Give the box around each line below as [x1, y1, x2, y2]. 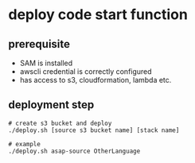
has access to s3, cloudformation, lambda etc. [19, 76, 172, 84]
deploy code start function [8, 6, 189, 24]
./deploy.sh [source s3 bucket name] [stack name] [8, 126, 180, 134]
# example [8, 140, 41, 148]
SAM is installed [19, 58, 73, 68]
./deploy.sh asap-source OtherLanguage [8, 147, 141, 155]
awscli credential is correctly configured [19, 67, 153, 76]
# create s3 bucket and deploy [8, 119, 112, 127]
